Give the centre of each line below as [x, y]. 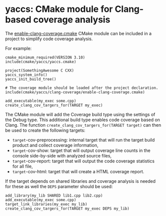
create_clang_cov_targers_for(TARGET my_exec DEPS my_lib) [67, 209]
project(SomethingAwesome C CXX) [40, 71]
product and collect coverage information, [55, 145]
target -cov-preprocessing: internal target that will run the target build [83, 140]
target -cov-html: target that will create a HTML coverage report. [78, 171]
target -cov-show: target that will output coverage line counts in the [81, 150]
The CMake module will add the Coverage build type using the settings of [80, 114]
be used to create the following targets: [45, 130]
